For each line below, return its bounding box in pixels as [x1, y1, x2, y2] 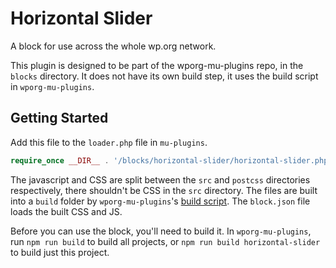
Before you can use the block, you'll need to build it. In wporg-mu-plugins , [10, 225, 312, 237]
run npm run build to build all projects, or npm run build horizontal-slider [10, 235, 321, 247]
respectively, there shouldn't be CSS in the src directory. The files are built [10, 184, 318, 196]
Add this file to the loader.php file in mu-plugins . [10, 136, 208, 148]
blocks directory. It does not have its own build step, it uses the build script [10, 70, 319, 82]
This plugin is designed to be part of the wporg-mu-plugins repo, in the [10, 59, 304, 71]
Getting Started [10, 110, 109, 127]
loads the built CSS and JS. [10, 205, 123, 217]
